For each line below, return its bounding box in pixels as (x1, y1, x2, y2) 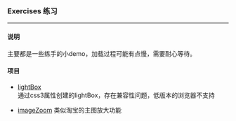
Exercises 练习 (7, 6, 58, 15)
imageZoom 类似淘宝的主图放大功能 (17, 106, 122, 114)
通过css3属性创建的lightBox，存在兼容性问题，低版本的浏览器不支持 (17, 91, 216, 99)
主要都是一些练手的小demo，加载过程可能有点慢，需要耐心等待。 (7, 49, 197, 57)
